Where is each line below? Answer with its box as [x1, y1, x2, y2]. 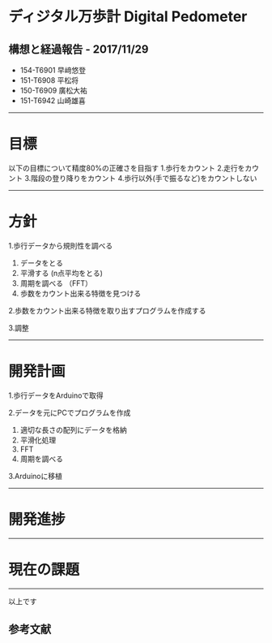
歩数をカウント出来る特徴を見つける [19, 288, 142, 298]
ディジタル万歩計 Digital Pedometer [8, 7, 248, 26]
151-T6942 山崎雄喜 [19, 96, 87, 106]
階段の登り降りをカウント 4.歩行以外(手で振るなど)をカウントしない [31, 173, 257, 183]
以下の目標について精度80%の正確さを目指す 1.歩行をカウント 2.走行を [8, 163, 245, 173]
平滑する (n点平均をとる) [19, 268, 104, 278]
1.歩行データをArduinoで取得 [8, 391, 104, 400]
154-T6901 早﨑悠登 [19, 66, 87, 75]
